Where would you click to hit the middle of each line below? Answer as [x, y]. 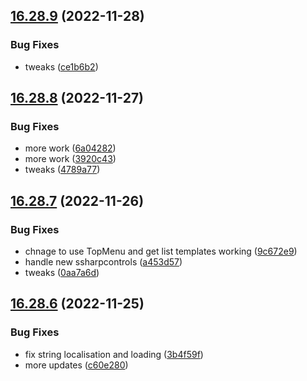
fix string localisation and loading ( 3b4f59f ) [114, 354]
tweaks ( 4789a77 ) [62, 170]
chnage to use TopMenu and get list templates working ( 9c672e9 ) [161, 251]
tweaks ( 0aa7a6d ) [62, 273]
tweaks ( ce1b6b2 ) [61, 66]
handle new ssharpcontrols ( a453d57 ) [103, 262]
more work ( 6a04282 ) [70, 148]
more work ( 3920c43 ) [70, 159]
